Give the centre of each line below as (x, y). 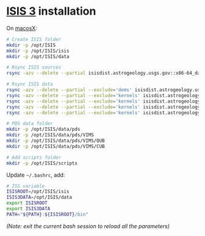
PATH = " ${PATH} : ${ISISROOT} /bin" (47, 214)
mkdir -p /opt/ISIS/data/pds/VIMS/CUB (56, 146)
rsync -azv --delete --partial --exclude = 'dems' (69, 90)
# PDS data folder (30, 124)
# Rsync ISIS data (30, 84)
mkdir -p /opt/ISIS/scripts (42, 163)
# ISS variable (26, 186)
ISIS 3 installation (51, 11)
